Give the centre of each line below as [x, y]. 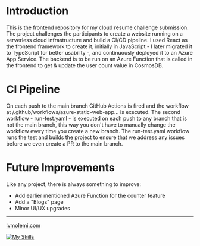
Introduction [37, 11]
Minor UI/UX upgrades [42, 208]
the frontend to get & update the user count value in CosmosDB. [85, 65]
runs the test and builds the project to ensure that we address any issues [96, 137]
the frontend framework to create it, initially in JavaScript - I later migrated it [99, 46]
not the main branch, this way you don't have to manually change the [91, 124]
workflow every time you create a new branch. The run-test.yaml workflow [98, 131]
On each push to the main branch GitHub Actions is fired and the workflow [98, 106]
